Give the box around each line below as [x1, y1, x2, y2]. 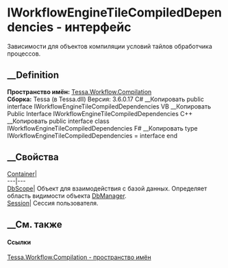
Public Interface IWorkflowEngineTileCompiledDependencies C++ [7, 109, 193, 118]
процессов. [7, 49, 41, 58]
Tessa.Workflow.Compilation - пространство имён [7, 253, 152, 262]
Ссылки [7, 238, 31, 246]
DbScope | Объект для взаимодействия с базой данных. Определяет [7, 184, 207, 192]
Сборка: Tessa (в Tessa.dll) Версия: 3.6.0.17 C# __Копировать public [7, 95, 204, 103]
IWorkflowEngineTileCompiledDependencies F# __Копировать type [7, 124, 198, 132]
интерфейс [64, 19, 131, 35]
